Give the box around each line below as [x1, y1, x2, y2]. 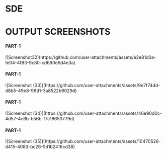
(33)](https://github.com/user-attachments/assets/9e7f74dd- [33, 82, 160, 88]
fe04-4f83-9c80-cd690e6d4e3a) [5, 59, 75, 65]
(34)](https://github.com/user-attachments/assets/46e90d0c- [33, 110, 162, 116]
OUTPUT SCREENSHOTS [5, 26, 111, 38]
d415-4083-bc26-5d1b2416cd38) [5, 144, 75, 150]
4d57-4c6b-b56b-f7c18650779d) [5, 115, 74, 121]
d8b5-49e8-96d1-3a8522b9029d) [5, 88, 77, 94]
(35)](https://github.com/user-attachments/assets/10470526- [33, 138, 161, 144]
